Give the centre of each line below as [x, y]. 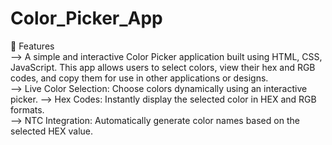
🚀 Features [32, 46]
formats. [27, 109]
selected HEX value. [52, 131]
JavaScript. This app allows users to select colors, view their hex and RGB [163, 67]
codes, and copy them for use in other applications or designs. [139, 78]
